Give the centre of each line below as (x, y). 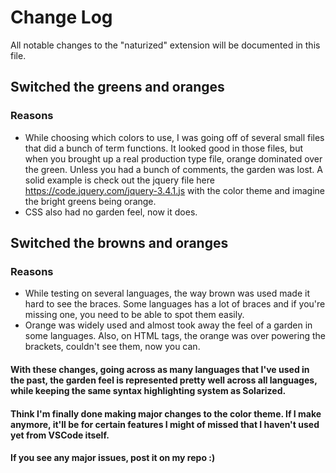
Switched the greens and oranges (117, 87)
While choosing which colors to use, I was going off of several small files (174, 137)
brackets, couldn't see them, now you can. (112, 347)
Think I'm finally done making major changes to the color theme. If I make (166, 413)
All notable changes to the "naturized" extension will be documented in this (165, 45)
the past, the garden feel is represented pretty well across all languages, (164, 380)
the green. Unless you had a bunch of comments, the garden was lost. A (173, 169)
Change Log (61, 17)
